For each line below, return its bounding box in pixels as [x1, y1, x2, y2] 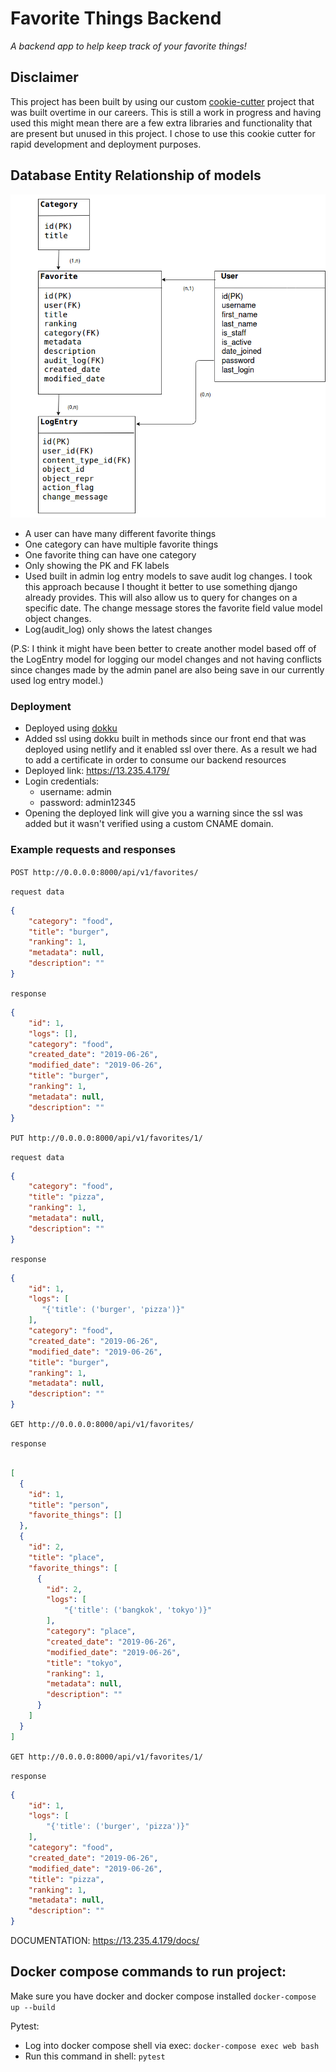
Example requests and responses [10, 843, 177, 857]
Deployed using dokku [24, 722, 118, 734]
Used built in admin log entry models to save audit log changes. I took [24, 570, 313, 582]
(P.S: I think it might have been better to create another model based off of [10, 643, 317, 655]
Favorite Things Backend [10, 7, 222, 30]
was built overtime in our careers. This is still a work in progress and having [10, 106, 322, 118]
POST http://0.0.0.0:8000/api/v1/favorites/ [10, 867, 199, 877]
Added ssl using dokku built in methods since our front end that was [24, 733, 307, 745]
